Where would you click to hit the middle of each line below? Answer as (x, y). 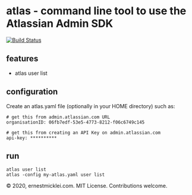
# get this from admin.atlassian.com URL (58, 117)
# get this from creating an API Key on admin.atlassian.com (84, 133)
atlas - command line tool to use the (96, 11)
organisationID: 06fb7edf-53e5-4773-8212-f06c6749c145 (75, 122)
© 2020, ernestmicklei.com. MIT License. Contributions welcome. (87, 186)
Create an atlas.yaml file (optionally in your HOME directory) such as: (91, 106)
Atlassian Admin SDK (60, 23)
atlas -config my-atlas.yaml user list (56, 175)
